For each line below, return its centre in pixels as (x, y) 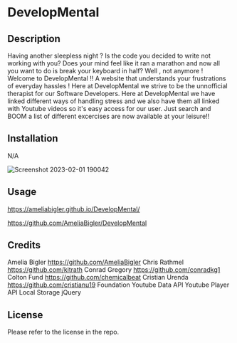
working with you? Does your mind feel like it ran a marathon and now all (114, 63)
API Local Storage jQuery (44, 292)
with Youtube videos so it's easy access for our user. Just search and (109, 109)
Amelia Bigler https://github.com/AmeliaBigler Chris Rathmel (95, 262)
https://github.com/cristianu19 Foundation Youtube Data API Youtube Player (118, 285)
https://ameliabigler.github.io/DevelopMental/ (74, 209)
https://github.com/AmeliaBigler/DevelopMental (77, 223)
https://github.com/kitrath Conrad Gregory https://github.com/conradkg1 (114, 270)
